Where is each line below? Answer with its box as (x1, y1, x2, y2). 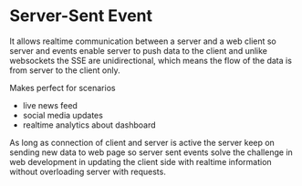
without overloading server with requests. (9, 166, 166, 177)
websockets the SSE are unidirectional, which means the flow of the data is (9, 55, 292, 66)
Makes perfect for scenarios (9, 82, 116, 93)
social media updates (22, 109, 103, 120)
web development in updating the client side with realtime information (9, 156, 272, 167)
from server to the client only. (9, 65, 120, 76)
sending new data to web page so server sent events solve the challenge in (9, 147, 294, 158)
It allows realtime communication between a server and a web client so (9, 36, 276, 46)
